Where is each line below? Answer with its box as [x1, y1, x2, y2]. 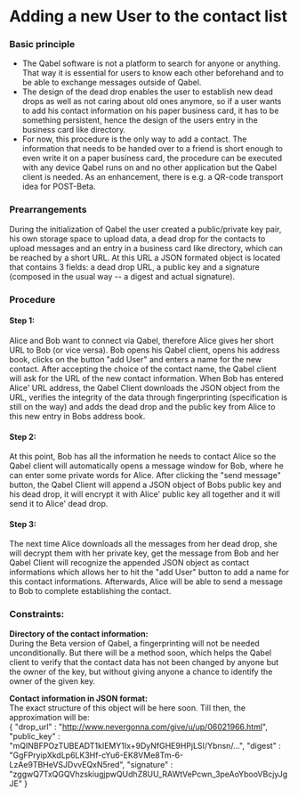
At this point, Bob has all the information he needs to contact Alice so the [9, 451, 277, 462]
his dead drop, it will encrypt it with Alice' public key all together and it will [9, 489, 280, 500]
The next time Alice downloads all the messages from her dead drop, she [9, 539, 278, 549]
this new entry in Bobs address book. [9, 411, 146, 421]
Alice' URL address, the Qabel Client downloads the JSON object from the [9, 382, 280, 393]
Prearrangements [9, 203, 87, 216]
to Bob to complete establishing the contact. [9, 586, 172, 597]
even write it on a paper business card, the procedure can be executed [21, 153, 283, 164]
